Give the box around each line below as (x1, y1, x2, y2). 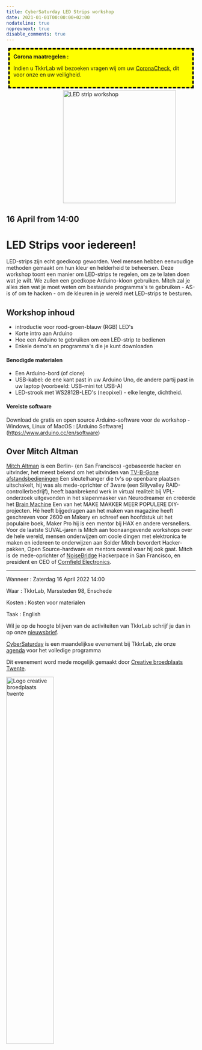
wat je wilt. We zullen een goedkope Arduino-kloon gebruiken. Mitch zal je (6, 277, 191, 284)
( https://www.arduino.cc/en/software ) (6, 429, 100, 436)
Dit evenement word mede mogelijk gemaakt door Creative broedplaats (6, 658, 183, 666)
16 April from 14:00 (6, 214, 79, 224)
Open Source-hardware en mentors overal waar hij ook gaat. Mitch (27, 546, 193, 553)
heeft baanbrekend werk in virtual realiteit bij (50, 488, 162, 495)
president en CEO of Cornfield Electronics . (6, 558, 112, 566)
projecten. (6, 507, 32, 514)
